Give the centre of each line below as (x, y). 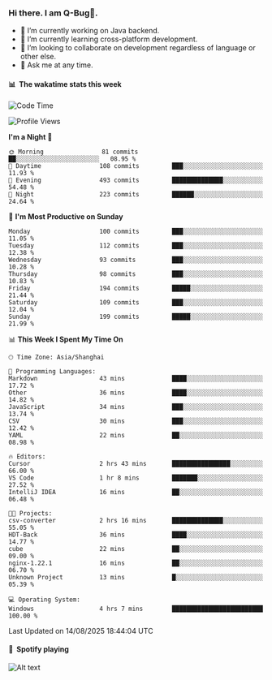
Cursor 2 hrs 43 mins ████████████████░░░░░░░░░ (136, 463)
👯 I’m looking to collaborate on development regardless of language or (138, 48)
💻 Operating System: (45, 600)
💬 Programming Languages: (52, 371)
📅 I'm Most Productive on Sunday (66, 216)
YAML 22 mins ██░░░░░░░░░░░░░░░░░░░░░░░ (136, 435)
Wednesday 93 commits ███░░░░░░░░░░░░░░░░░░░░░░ (136, 260)
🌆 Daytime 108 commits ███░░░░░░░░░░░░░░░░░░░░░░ (136, 166)
